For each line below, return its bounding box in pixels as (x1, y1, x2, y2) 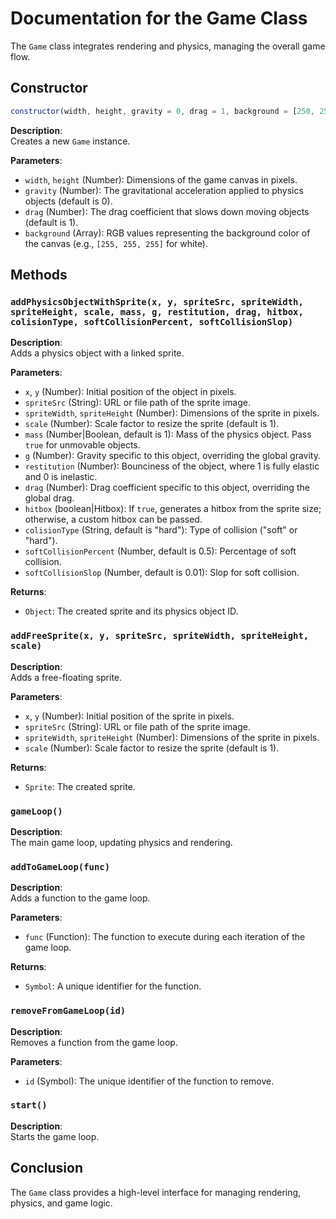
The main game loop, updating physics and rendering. (10, 836, 233, 848)
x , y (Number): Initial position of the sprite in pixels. (24, 710, 235, 722)
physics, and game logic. (10, 1197, 113, 1209)
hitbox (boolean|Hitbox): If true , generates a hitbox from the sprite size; (24, 503, 322, 515)
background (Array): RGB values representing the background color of (24, 227, 311, 239)
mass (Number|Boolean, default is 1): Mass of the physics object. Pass (24, 428, 312, 441)
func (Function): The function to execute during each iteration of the (24, 931, 306, 943)
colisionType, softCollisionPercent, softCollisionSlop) (10, 316, 294, 327)
